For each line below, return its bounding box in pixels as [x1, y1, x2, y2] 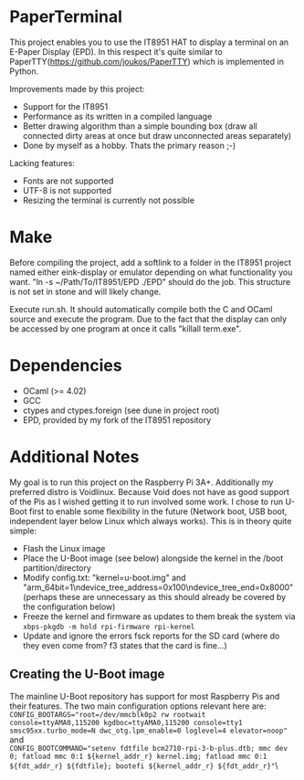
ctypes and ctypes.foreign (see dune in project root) [22, 405, 220, 416]
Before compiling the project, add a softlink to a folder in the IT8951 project [9, 257, 292, 268]
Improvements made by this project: [9, 83, 145, 94]
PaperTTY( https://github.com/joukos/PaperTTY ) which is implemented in [9, 56, 285, 67]
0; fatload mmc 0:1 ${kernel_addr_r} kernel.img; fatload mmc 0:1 [9, 752, 267, 761]
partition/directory [22, 562, 91, 573]
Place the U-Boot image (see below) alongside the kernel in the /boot [22, 553, 284, 564]
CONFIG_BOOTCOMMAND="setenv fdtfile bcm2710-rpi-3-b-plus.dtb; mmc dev [9, 743, 288, 753]
